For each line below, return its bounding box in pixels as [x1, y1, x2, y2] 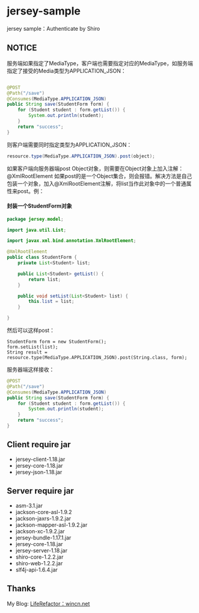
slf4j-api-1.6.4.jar [15, 566, 58, 573]
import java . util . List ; [7, 227, 67, 233]
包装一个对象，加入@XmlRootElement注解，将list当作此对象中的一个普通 [7, 180, 186, 187]
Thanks [7, 583, 36, 594]
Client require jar [7, 439, 71, 450]
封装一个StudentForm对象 [7, 202, 73, 209]
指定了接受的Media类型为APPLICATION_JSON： [7, 67, 126, 74]
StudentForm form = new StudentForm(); [7, 339, 107, 345]
